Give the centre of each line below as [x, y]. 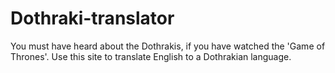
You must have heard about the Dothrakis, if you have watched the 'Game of [168, 46]
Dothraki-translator [92, 18]
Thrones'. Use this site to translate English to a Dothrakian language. [151, 56]
